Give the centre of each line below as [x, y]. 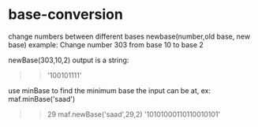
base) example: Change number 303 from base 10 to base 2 [106, 44]
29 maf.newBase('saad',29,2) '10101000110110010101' [134, 114]
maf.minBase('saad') [42, 99]
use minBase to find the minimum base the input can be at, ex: [110, 90]
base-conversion [66, 15]
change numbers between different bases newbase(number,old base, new [129, 36]
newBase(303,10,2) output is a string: [69, 60]
